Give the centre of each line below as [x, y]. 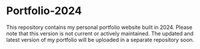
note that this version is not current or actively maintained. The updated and [100, 33]
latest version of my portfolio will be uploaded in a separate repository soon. [100, 40]
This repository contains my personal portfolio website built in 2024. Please [99, 27]
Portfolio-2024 [44, 11]
